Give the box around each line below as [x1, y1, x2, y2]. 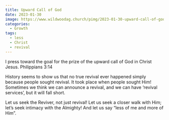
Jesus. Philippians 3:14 [5, 64, 53, 70]
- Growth [10, 26, 28, 31]
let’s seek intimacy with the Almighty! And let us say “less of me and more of [5, 104, 163, 110]
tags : [5, 31, 17, 36]
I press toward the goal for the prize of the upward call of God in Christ [5, 58, 152, 64]
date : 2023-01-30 [5, 12, 42, 17]
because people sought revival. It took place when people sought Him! [5, 79, 152, 85]
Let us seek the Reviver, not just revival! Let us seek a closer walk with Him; [5, 99, 162, 105]
